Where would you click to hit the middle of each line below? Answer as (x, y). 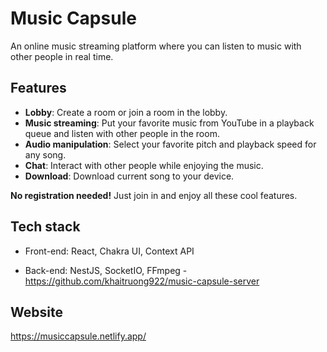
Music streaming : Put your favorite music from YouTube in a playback (169, 123)
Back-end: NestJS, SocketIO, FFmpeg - (106, 270)
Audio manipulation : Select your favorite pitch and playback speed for (170, 144)
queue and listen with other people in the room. (122, 133)
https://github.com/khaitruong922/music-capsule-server (142, 281)
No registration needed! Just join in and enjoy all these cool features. (154, 195)
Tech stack (45, 227)
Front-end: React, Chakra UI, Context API (109, 251)
